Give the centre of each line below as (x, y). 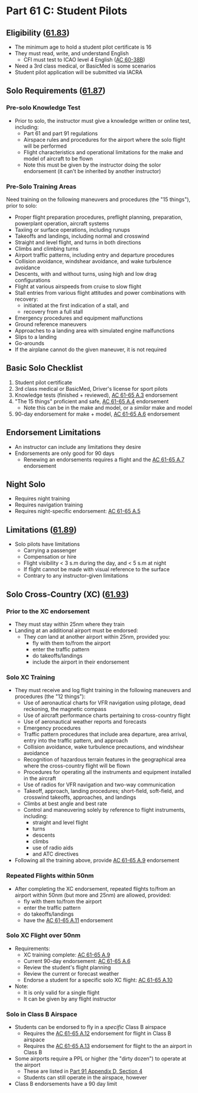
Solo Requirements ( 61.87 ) (56, 91)
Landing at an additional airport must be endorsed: (76, 630)
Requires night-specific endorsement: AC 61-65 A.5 (77, 511)
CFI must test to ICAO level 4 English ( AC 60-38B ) (84, 60)
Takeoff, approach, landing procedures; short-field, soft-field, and (104, 791)
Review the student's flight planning (67, 967)
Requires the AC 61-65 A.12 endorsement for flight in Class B (97, 1034)
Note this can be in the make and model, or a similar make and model (108, 407)
